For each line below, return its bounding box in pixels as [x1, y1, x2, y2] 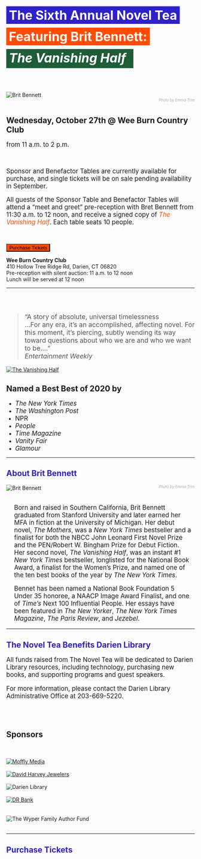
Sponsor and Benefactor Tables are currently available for [6, 167, 177, 175]
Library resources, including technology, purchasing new [6, 663, 175, 671]
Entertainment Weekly [25, 351, 93, 360]
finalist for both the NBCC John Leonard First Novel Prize [14, 533, 183, 541]
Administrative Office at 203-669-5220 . [6, 692, 124, 700]
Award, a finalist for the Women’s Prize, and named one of [14, 563, 185, 571]
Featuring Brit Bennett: [8, 29, 148, 45]
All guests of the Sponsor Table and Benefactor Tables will [6, 195, 179, 204]
